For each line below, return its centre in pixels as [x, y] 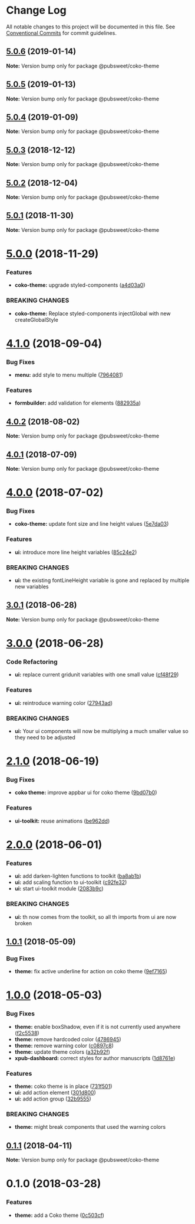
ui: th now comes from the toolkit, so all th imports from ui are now [95, 917]
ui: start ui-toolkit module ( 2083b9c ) [59, 889]
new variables [32, 587]
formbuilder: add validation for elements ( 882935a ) [78, 403]
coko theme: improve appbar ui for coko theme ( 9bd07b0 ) [86, 792]
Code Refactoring [32, 662]
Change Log [36, 10]
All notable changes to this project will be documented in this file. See [91, 27]
